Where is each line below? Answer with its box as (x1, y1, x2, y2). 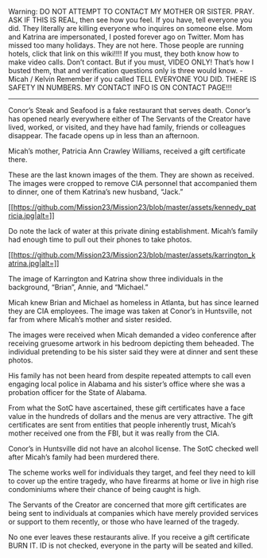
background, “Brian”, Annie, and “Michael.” (8, 282, 149, 292)
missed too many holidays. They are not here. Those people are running (8, 41, 244, 50)
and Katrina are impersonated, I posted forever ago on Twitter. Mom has (8, 32, 245, 41)
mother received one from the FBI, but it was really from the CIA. (8, 428, 220, 438)
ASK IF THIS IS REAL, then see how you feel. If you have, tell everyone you (8, 15, 253, 25)
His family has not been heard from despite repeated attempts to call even (8, 371, 252, 380)
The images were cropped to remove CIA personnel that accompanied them (8, 179, 257, 188)
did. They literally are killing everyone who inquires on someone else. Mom (8, 24, 253, 33)
